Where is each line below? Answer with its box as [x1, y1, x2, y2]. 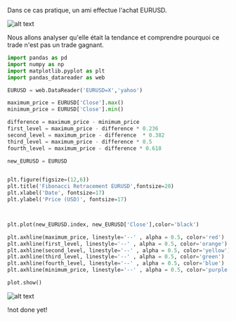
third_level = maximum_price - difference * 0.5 [7, 138, 152, 145]
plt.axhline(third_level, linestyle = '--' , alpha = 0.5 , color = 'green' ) [7, 253, 225, 260]
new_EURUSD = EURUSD [7, 158, 68, 165]
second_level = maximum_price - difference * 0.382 [7, 132, 165, 139]
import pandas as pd [7, 54, 68, 61]
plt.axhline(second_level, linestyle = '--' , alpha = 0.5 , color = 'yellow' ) [7, 246, 231, 254]
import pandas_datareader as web [7, 74, 105, 81]
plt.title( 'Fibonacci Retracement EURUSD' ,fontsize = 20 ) [7, 183, 174, 190]
